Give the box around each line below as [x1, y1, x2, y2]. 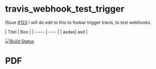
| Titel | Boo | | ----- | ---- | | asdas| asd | [5, 29, 88, 34]
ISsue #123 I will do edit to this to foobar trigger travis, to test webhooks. [5, 19, 152, 25]
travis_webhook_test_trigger [5, 3, 125, 15]
